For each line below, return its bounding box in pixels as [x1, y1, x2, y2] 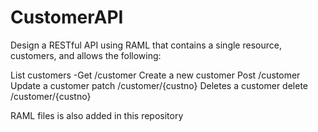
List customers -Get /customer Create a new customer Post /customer [10, 69, 301, 81]
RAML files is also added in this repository [10, 109, 184, 121]
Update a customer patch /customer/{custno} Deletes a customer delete [10, 79, 308, 91]
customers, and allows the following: [10, 49, 162, 61]
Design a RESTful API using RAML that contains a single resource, [10, 39, 282, 51]
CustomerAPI [10, 6, 124, 29]
